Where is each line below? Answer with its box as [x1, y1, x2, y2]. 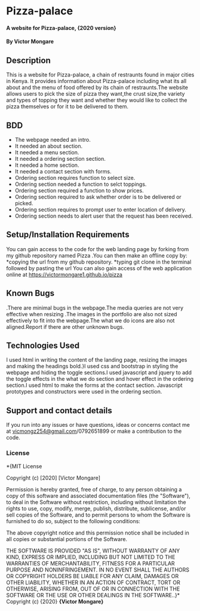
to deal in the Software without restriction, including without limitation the [6, 498, 186, 506]
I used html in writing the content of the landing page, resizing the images [6, 356, 187, 363]
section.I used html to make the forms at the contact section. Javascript [6, 381, 183, 389]
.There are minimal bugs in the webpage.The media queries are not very [6, 304, 184, 311]
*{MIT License [6, 462, 42, 470]
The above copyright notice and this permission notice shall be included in [6, 529, 189, 536]
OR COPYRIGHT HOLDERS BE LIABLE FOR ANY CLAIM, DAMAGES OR [6, 572, 179, 579]
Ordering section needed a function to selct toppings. [14, 181, 147, 188]
